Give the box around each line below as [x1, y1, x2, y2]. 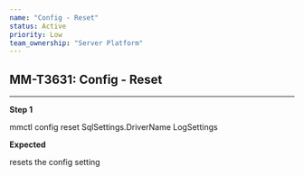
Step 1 [9, 105, 33, 116]
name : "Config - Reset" [9, 13, 100, 23]
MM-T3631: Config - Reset [9, 71, 163, 87]
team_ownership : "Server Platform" [9, 38, 144, 48]
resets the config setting [9, 157, 101, 168]
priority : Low [9, 30, 63, 39]
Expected [9, 139, 47, 150]
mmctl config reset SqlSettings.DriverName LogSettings [9, 122, 219, 133]
